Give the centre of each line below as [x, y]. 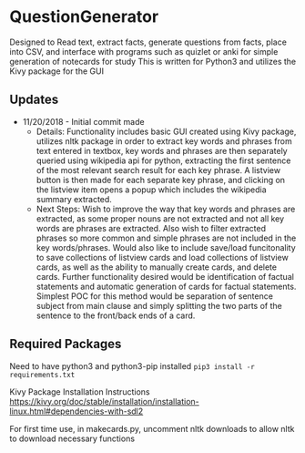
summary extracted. [74, 199]
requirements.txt [42, 375]
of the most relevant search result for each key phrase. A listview [158, 170]
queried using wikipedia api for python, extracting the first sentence [163, 160]
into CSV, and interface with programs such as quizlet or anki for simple [144, 51]
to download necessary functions [72, 438]
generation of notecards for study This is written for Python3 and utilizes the [153, 61]
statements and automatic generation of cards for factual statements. [166, 286]
